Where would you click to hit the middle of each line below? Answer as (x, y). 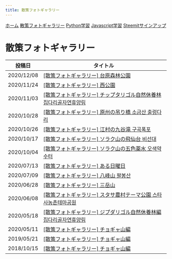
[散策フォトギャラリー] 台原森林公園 (87, 75)
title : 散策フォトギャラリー (33, 10)
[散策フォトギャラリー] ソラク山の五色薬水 (95, 148)
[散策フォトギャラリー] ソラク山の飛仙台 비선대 (100, 139)
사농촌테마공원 (60, 202)
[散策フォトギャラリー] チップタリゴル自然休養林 (102, 94)
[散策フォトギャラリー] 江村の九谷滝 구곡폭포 (97, 129)
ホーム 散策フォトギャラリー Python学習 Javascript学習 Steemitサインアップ (86, 25)
